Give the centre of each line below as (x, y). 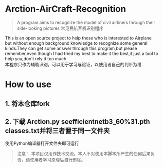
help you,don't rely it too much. (36, 58)
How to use (28, 84)
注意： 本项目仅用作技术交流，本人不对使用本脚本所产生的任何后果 (84, 154)
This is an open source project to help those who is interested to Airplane (78, 38)
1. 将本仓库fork (27, 103)
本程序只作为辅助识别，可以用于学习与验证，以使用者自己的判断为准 (73, 64)
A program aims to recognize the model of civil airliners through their (86, 22)
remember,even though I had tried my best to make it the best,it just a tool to (81, 53)
